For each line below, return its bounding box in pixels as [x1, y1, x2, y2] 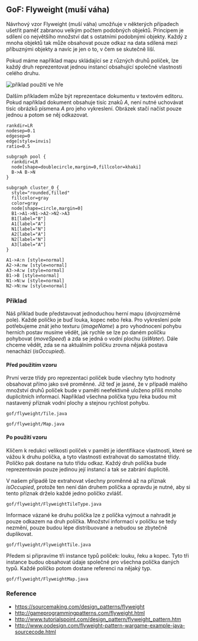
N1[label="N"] [11, 226, 46, 232]
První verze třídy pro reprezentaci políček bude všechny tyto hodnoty [6, 375, 176, 382]
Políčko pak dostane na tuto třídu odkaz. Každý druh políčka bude [6, 459, 167, 466]
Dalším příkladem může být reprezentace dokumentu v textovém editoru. [6, 92, 184, 99]
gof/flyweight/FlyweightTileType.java [6, 501, 102, 507]
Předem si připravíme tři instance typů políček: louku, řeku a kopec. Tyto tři [6, 552, 189, 559]
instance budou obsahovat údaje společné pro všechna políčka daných [6, 558, 180, 565]
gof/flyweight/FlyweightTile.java [6, 542, 92, 548]
